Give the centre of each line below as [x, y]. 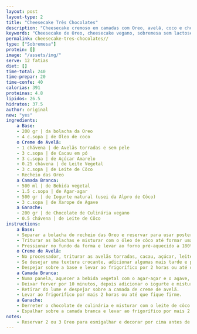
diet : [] [17, 66]
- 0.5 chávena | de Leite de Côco [59, 219]
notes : [14, 316]
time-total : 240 [26, 71]
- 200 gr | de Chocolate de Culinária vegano [73, 213]
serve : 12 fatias [27, 60]
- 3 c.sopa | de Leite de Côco [55, 170]
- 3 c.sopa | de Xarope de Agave [57, 202]
